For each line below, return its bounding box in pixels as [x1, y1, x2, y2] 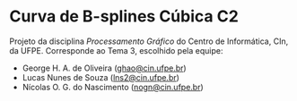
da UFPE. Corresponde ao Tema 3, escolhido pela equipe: [9, 45, 223, 55]
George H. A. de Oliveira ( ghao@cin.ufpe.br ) [22, 63, 187, 73]
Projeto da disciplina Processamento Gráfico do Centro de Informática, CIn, [9, 36, 289, 46]
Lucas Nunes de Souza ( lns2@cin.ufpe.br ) [22, 72, 179, 82]
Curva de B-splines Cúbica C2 [9, 6, 240, 27]
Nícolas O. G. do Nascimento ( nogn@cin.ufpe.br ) [22, 81, 204, 92]
